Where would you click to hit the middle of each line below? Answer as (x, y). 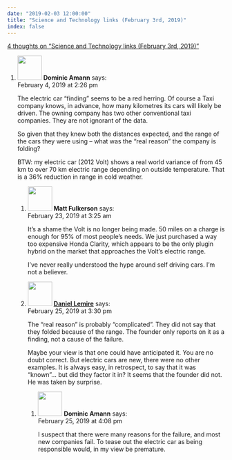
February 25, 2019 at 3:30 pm (70, 311)
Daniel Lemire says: (82, 304)
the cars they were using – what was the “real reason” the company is (116, 141)
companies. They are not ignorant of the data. (83, 121)
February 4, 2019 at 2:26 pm (58, 85)
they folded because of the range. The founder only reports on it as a (126, 332)
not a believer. (48, 272)
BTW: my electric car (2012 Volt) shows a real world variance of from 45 (119, 162)
